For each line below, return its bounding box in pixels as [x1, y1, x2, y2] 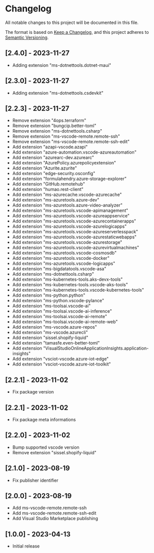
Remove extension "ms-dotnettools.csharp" [12, 128, 102, 134]
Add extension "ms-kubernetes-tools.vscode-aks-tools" [12, 282, 128, 288]
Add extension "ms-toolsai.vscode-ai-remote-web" [12, 319, 118, 325]
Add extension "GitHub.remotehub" [12, 181, 85, 187]
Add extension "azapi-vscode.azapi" [12, 144, 88, 150]
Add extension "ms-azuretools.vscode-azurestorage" [12, 239, 123, 245]
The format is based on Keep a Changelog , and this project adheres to [5, 29, 149, 35]
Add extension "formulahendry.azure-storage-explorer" [12, 176, 127, 182]
